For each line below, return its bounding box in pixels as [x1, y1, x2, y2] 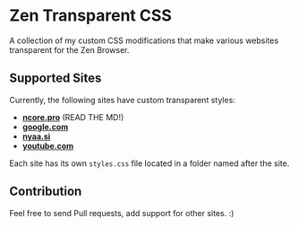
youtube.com [21, 140, 74, 151]
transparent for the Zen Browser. [9, 44, 130, 55]
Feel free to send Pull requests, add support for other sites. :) [9, 207, 234, 218]
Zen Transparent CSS [9, 5, 173, 26]
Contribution [9, 184, 82, 199]
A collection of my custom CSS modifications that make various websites [9, 35, 279, 46]
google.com [21, 121, 69, 132]
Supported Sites [9, 71, 102, 86]
